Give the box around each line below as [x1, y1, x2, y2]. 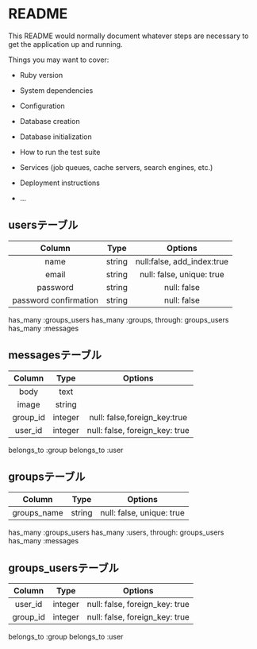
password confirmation [12, 295, 99, 306]
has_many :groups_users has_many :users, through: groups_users [8, 527, 224, 537]
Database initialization [19, 132, 93, 141]
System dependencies [19, 85, 94, 95]
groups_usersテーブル [8, 561, 119, 574]
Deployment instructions [19, 178, 101, 187]
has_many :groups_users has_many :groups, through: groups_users [8, 315, 229, 324]
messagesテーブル [8, 349, 102, 362]
